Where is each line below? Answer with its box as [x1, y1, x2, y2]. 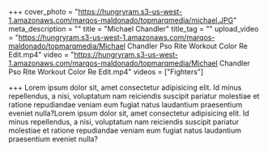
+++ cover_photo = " [8, 7, 79, 16]
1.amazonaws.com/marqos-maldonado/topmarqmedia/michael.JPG [8, 15, 234, 25]
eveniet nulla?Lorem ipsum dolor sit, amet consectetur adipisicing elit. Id [8, 108, 249, 118]
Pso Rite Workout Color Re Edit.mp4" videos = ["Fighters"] [8, 67, 204, 76]
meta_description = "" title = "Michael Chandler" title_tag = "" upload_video [8, 24, 259, 33]
